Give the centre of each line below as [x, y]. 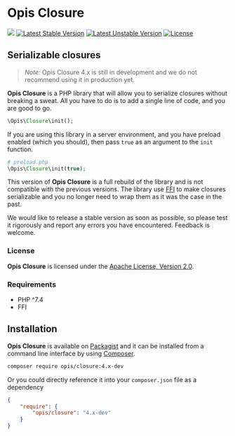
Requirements [32, 284]
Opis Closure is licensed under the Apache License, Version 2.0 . [101, 266]
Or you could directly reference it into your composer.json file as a [102, 379]
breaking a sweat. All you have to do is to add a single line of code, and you [116, 100]
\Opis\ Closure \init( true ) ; [47, 169]
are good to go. [29, 108]
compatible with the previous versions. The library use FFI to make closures [117, 189]
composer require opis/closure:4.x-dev [66, 366]
